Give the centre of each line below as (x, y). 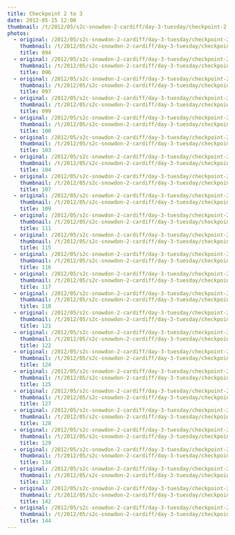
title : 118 (36, 306)
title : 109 (36, 209)
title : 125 (36, 384)
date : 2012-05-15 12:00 (42, 20)
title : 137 (36, 482)
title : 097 (36, 92)
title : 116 (36, 267)
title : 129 (36, 443)
